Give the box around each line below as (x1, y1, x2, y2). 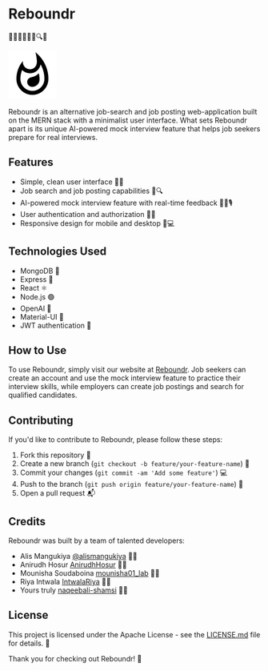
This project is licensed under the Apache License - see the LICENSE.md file (8, 629, 261, 639)
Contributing (8, 413, 74, 427)
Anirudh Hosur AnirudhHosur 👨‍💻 (19, 560, 127, 569)
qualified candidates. (8, 390, 78, 400)
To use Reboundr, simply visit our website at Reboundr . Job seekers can (8, 365, 246, 375)
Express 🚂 (19, 274, 54, 284)
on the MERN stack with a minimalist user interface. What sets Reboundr (8, 115, 248, 125)
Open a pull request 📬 (19, 488, 96, 498)
